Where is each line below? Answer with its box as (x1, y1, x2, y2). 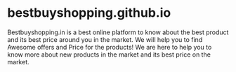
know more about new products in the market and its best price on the (7, 50, 211, 59)
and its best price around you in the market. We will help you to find (7, 35, 203, 43)
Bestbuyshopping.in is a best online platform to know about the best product (7, 28, 229, 36)
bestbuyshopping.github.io (7, 5, 171, 21)
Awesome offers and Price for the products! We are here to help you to (7, 43, 212, 51)
